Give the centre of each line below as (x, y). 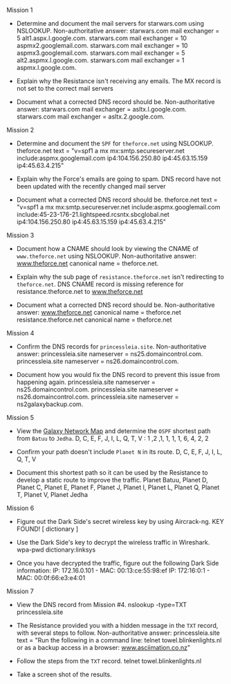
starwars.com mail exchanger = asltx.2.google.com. (91, 116)
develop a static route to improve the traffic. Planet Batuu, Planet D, (112, 480)
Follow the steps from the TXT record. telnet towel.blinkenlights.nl (109, 661)
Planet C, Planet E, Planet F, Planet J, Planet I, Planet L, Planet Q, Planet (118, 487)
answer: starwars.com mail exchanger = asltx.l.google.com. (102, 109)
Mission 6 (20, 508)
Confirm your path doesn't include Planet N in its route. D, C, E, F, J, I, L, (119, 452)
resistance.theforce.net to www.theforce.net (80, 291)
